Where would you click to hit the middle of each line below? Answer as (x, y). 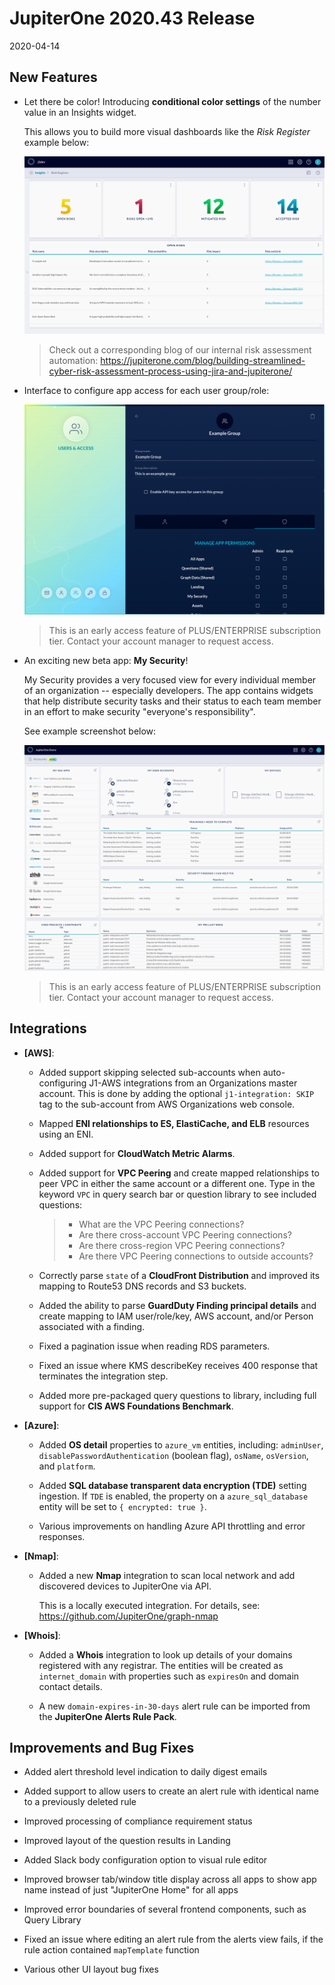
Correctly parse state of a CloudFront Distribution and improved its (179, 1275)
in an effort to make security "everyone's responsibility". (139, 711)
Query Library (52, 1920)
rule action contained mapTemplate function (111, 1950)
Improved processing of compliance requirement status (138, 1821)
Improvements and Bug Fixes (102, 1747)
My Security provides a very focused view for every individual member (170, 679)
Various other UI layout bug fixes (91, 1969)
